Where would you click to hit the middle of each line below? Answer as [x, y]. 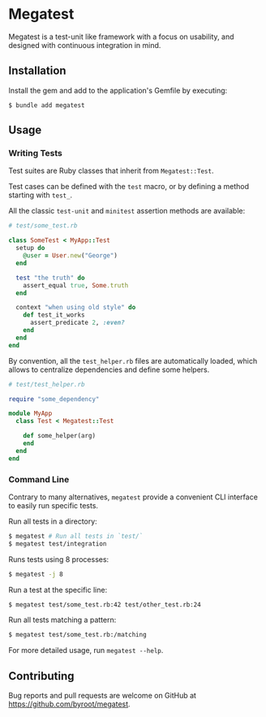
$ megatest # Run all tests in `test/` [76, 536]
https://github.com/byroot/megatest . [70, 704]
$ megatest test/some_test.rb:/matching [78, 635]
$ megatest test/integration [58, 544]
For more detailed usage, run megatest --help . [86, 650]
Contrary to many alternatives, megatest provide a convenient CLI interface [133, 497]
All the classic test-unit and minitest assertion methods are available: [127, 211]
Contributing [41, 676]
